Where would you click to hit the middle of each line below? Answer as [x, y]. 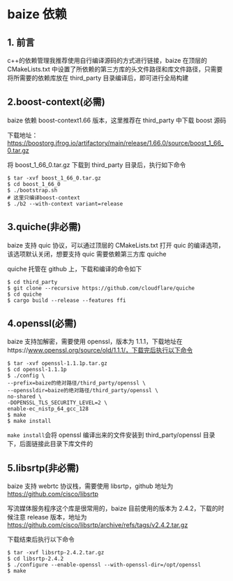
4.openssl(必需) [42, 323]
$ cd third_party [32, 282]
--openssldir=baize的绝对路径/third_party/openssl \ [83, 391]
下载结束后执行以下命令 [41, 540]
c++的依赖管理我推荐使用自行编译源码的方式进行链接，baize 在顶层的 [107, 60]
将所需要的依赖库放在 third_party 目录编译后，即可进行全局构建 [98, 78]
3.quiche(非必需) [44, 227]
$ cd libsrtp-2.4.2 [36, 559]
